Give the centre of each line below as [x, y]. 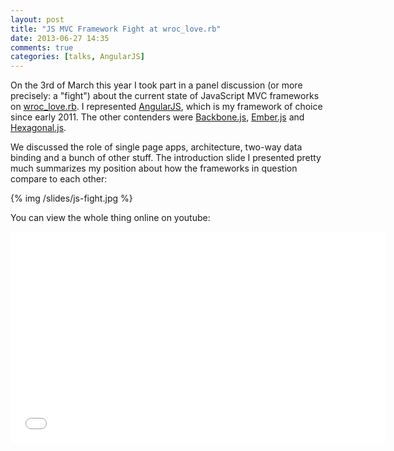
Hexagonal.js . [38, 128]
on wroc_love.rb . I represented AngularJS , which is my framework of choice [166, 107]
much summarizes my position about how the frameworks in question [154, 168]
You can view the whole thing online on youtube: [110, 218]
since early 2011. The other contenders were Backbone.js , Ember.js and [157, 117]
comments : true [42, 47]
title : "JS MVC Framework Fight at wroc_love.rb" [116, 29]
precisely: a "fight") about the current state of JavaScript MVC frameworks [165, 96]
